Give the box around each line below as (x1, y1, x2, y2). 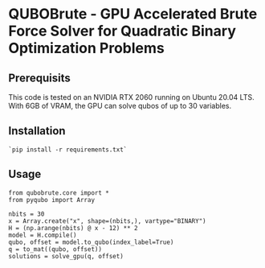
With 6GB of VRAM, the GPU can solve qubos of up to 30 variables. (8, 101, 232, 110)
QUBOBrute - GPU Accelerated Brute (8, 5, 258, 23)
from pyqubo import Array (8, 196, 95, 204)
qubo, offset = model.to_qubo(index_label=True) (8, 238, 174, 246)
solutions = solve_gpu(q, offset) (8, 252, 124, 260)
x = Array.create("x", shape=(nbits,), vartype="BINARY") (8, 216, 206, 225)
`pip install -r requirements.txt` (8, 146, 128, 154)
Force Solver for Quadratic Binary (8, 22, 237, 40)
